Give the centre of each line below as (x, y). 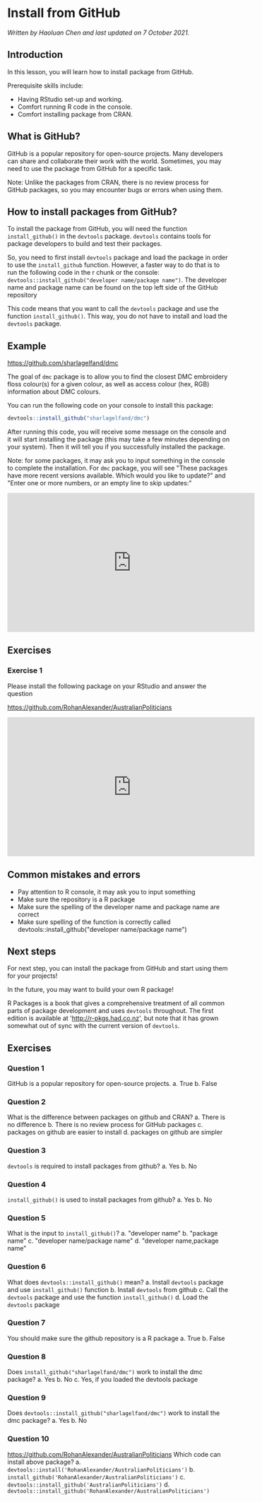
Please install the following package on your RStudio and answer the (107, 686)
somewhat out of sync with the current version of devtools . (94, 1026)
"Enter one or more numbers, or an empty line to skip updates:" (100, 483)
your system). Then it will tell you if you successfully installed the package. (117, 447)
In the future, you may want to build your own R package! (91, 990)
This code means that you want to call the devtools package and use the (113, 309)
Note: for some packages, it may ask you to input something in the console (116, 461)
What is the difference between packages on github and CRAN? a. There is (117, 1117)
